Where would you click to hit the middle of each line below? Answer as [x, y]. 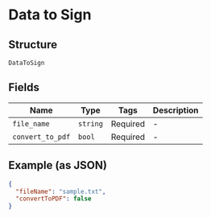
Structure [33, 45]
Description [176, 110]
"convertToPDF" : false [54, 199]
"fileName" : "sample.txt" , [61, 191]
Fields [24, 87]
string [90, 123]
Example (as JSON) [58, 165]
